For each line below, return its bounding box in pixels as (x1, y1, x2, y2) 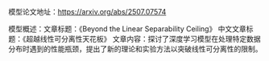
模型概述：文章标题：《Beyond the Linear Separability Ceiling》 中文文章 (8, 24, 247, 34)
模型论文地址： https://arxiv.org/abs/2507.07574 (8, 7, 167, 16)
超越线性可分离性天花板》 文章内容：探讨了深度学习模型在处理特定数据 (25, 35, 261, 43)
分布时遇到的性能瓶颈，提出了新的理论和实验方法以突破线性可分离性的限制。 (8, 44, 263, 54)
